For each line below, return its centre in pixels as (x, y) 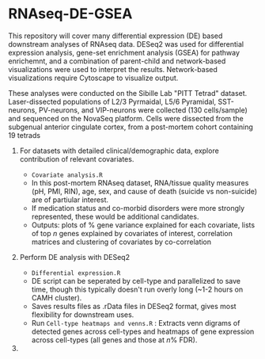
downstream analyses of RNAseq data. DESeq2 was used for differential (126, 44)
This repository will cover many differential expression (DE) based (115, 36)
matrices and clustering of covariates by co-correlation (121, 242)
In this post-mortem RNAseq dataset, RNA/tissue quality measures (140, 182)
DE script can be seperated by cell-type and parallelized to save (136, 281)
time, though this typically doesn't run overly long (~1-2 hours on (137, 289)
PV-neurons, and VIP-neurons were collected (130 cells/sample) (143, 110)
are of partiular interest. (70, 200)
